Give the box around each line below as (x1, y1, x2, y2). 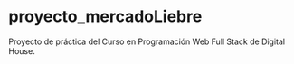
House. (8, 45, 35, 56)
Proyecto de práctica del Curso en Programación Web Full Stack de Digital (8, 36, 286, 47)
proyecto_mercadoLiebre (8, 6, 203, 27)
